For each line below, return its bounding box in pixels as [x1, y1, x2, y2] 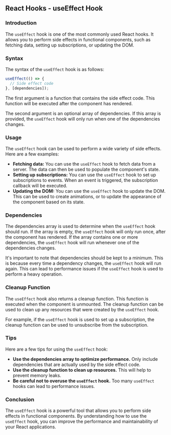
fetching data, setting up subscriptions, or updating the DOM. [5, 42, 134, 48]
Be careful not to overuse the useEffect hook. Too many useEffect [12, 378, 155, 384]
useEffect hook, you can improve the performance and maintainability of [5, 419, 158, 425]
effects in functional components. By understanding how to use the [5, 413, 147, 419]
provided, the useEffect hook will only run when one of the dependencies [5, 116, 160, 122]
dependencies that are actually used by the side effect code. [12, 361, 141, 368]
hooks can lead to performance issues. [12, 383, 95, 389]
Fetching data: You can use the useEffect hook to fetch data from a [12, 161, 156, 167]
